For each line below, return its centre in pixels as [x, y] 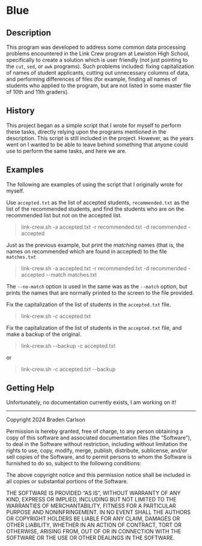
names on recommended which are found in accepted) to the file [87, 251]
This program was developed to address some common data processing [96, 47]
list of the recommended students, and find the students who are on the [95, 209]
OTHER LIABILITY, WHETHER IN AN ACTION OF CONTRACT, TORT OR [94, 525]
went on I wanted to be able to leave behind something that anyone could [97, 144]
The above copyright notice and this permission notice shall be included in [98, 475]
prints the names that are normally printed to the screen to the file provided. [100, 293]
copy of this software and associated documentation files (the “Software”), [99, 438]
